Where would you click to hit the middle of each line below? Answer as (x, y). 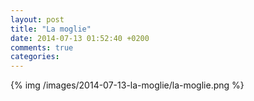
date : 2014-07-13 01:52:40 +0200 (80, 38)
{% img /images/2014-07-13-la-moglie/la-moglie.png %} (127, 85)
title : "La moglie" (51, 29)
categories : (35, 57)
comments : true (42, 47)
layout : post (37, 19)
